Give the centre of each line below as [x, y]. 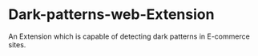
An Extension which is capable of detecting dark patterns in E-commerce [129, 36]
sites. [17, 44]
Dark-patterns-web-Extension [111, 15]
